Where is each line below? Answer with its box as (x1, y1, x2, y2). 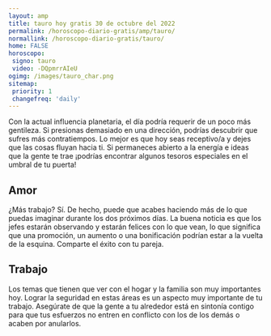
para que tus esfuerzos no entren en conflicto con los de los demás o (8, 309, 240, 320)
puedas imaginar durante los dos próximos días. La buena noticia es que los (8, 214, 261, 223)
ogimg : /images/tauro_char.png (8, 72, 114, 80)
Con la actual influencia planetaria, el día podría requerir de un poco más (8, 117, 252, 126)
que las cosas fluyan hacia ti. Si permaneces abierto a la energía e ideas (8, 142, 249, 152)
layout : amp (8, 11, 49, 20)
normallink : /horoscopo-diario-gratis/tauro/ (8, 34, 164, 43)
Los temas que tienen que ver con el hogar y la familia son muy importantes (8, 284, 261, 294)
